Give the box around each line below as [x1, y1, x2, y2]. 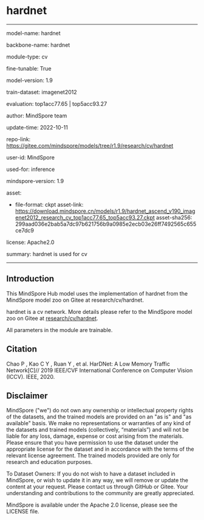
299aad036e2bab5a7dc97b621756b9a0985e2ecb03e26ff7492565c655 [15, 220, 197, 227]
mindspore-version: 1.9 [6, 177, 64, 184]
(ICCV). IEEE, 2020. [6, 373, 55, 380]
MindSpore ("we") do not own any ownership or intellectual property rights [6, 407, 194, 414]
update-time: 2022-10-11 [6, 123, 68, 131]
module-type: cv [6, 53, 48, 60]
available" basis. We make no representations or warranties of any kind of [6, 420, 191, 427]
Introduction [6, 274, 55, 284]
